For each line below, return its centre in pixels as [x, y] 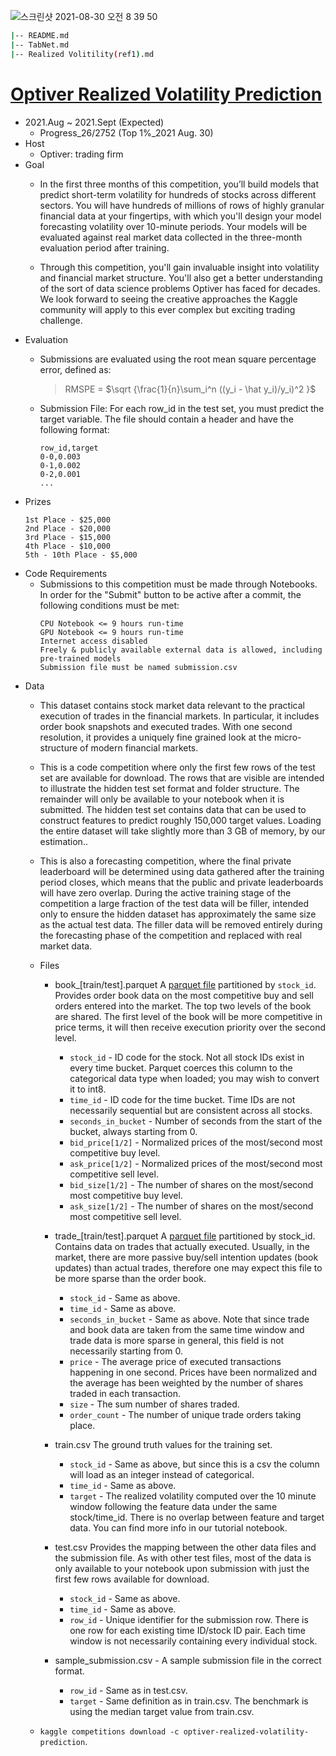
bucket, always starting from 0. [133, 1131]
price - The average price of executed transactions [175, 1361]
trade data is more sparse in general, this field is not [177, 1340]
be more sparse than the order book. [130, 1278]
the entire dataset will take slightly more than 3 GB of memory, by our [182, 831]
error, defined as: [75, 369]
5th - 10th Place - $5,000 [81, 555]
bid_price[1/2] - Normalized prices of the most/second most [196, 1142]
